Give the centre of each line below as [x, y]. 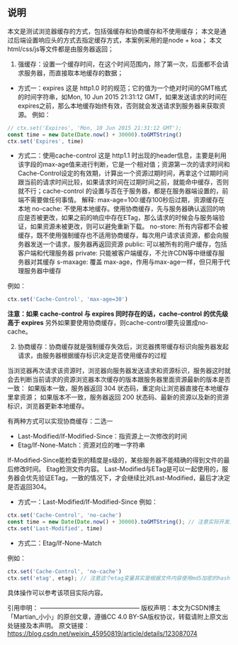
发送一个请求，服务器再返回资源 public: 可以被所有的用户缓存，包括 [129, 244]
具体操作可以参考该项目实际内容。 [57, 592]
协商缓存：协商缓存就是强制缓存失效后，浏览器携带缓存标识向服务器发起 [123, 347]
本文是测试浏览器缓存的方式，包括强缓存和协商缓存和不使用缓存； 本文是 [114, 31]
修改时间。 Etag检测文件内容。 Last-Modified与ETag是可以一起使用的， [118, 469]
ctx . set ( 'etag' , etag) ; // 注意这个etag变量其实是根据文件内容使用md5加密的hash [119, 578]
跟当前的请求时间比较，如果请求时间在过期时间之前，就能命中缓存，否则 [123, 182]
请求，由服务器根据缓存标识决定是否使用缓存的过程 [92, 355]
